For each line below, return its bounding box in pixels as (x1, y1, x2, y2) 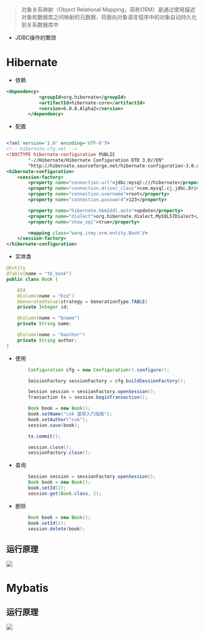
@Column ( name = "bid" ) (17, 293, 75, 299)
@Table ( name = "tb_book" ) (6, 271, 72, 277)
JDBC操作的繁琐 (15, 34, 56, 41)
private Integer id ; (17, 304, 69, 310)
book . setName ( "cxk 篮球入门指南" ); (28, 411, 112, 418)
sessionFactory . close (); (28, 450, 91, 456)
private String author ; (17, 337, 78, 343)
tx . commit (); (28, 433, 61, 439)
